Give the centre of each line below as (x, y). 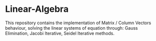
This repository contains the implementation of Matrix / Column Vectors (78, 23)
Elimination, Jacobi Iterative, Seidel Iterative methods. (60, 33)
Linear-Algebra (37, 9)
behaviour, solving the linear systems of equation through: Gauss (72, 28)
